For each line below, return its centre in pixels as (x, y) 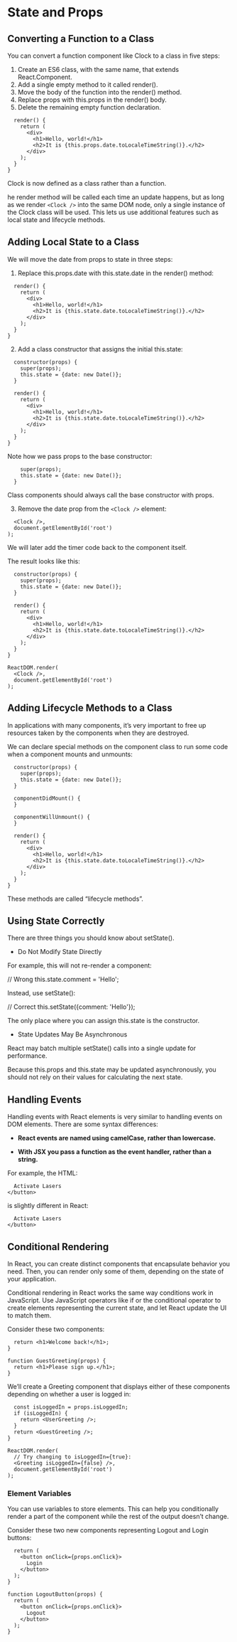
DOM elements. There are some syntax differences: (83, 1124)
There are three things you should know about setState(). (91, 938)
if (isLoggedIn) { (41, 1414)
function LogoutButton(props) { (55, 1594)
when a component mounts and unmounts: (70, 754)
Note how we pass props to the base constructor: (80, 456)
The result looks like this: (44, 561)
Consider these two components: (56, 1329)
